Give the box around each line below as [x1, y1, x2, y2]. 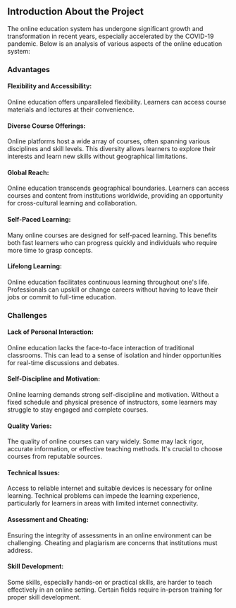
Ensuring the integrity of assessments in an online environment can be [7, 531, 212, 540]
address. [7, 546, 33, 554]
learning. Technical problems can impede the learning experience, [7, 491, 199, 500]
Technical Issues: [7, 468, 60, 477]
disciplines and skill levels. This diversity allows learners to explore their [7, 145, 216, 153]
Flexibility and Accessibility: [7, 82, 92, 90]
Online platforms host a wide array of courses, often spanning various [7, 137, 210, 145]
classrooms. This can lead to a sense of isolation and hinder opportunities [7, 351, 222, 359]
